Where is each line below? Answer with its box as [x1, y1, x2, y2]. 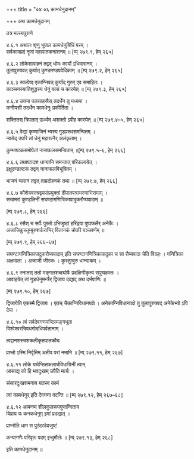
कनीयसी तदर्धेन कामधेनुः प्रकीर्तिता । [6, 104, 74, 111]
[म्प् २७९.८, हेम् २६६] [6, 208, 48, 215]
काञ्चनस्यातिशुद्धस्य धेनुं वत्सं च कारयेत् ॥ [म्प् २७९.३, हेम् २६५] [6, 85, 127, 93]
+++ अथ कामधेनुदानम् [6, 18, 50, 24]
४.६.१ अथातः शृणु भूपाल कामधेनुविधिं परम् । [6, 42, 89, 48]
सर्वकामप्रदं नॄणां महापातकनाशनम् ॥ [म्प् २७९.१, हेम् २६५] [6, 48, 114, 55]
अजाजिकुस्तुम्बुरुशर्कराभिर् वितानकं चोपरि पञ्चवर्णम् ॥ [6, 227, 105, 233]
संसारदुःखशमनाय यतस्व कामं [6, 380, 60, 386]
